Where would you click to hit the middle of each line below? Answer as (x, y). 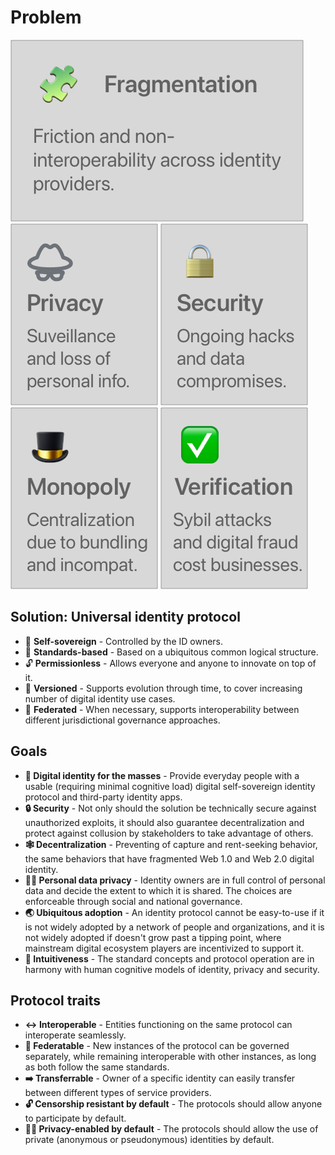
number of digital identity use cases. (100, 698)
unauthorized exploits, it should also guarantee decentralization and (164, 822)
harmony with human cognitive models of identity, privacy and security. (172, 969)
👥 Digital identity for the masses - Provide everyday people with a (162, 775)
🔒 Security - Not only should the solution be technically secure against (170, 808)
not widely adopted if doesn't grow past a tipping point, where (153, 937)
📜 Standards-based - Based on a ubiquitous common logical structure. (171, 652)
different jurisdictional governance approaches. (122, 720)
